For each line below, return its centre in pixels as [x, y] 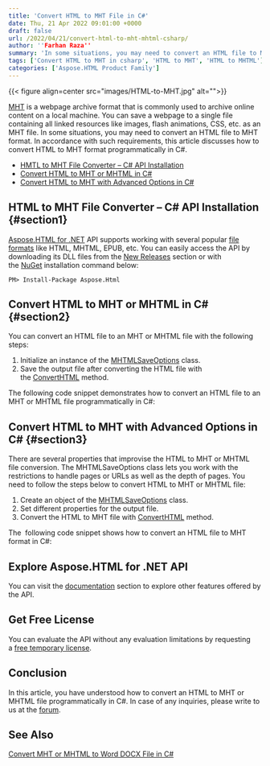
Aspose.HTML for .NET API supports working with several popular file [124, 239]
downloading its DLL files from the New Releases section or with [115, 256]
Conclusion [38, 673]
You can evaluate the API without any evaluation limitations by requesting [129, 639]
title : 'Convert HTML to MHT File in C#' [79, 16]
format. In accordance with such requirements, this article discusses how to [134, 141]
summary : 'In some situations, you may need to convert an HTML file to [133, 53]
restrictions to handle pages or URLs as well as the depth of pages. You [127, 476]
